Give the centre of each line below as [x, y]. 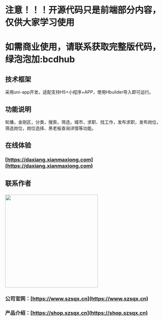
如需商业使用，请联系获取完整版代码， [83, 47]
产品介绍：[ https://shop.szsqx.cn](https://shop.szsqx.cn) [77, 313]
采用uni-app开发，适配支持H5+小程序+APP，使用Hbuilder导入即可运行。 [80, 92]
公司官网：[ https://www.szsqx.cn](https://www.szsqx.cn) [77, 299]
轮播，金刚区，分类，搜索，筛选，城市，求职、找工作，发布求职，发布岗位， [83, 122]
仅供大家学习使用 [40, 23]
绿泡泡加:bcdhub [40, 59]
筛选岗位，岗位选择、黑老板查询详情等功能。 [51, 128]
